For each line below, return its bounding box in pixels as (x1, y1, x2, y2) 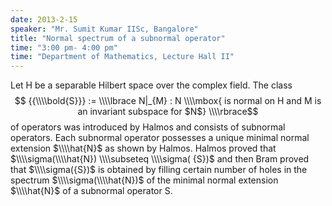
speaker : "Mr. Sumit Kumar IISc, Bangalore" (10, 24, 199, 34)
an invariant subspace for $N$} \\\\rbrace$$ (77, 106, 259, 118)
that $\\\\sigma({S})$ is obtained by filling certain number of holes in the (10, 164, 308, 176)
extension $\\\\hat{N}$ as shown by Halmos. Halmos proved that (10, 142, 277, 155)
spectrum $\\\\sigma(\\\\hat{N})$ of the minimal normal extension (10, 174, 279, 186)
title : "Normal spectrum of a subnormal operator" (10, 33, 226, 43)
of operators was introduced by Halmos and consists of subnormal (10, 121, 286, 133)
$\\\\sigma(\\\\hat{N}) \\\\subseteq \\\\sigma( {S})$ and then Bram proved (10, 153, 310, 165)
